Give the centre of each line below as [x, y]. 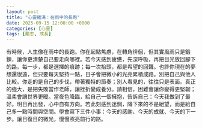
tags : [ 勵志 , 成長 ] [29, 34]
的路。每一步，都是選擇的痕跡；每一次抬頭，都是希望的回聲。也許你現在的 [98, 67]
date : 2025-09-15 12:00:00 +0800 [48, 23]
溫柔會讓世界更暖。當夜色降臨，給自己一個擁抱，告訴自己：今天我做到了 [96, 97]
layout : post [23, 12]
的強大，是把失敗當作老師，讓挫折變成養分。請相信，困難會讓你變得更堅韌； [101, 89]
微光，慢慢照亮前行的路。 [75, 119]
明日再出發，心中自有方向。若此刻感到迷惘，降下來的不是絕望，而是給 [103, 104]
